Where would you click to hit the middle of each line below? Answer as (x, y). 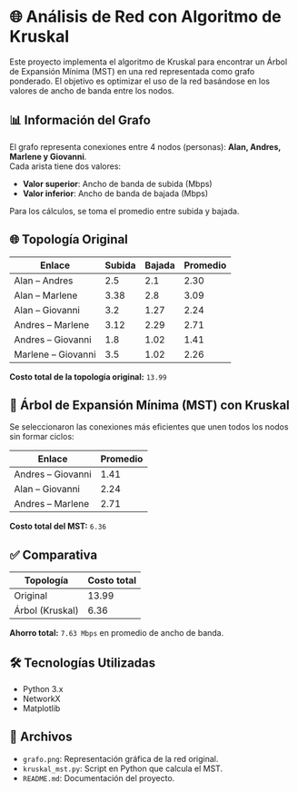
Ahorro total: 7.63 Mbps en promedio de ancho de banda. (117, 633)
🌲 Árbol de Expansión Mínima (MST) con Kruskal (150, 405)
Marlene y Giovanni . (48, 156)
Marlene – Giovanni (55, 354)
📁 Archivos (41, 737)
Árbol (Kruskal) (46, 610)
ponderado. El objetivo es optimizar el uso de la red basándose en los (140, 81)
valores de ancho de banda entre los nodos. (92, 90)
